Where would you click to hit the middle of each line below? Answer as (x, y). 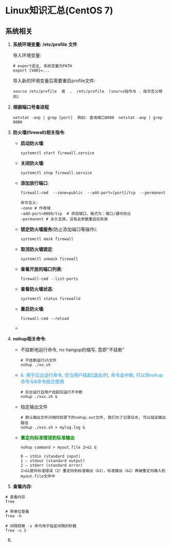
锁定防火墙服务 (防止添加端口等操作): (59, 229)
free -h (14, 516)
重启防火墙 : (32, 309)
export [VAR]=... (31, 70)
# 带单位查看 (17, 512)
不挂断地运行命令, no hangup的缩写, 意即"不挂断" (72, 350)
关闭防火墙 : (32, 163)
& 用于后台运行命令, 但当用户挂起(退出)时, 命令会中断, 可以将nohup (92, 375)
